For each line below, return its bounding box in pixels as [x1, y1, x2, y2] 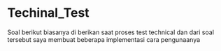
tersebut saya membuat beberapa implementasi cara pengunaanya [7, 35, 201, 43]
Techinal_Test [7, 5, 90, 21]
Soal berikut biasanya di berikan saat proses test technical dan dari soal [7, 28, 215, 36]
